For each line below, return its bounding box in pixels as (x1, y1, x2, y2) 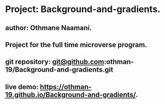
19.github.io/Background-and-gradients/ (5, 90, 136, 99)
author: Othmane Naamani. (5, 24, 92, 32)
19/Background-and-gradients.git (5, 65, 113, 74)
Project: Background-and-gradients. (5, 4, 160, 15)
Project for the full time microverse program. (5, 40, 147, 49)
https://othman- (40, 82, 92, 91)
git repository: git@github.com (5, 58, 104, 66)
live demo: (5, 82, 39, 91)
